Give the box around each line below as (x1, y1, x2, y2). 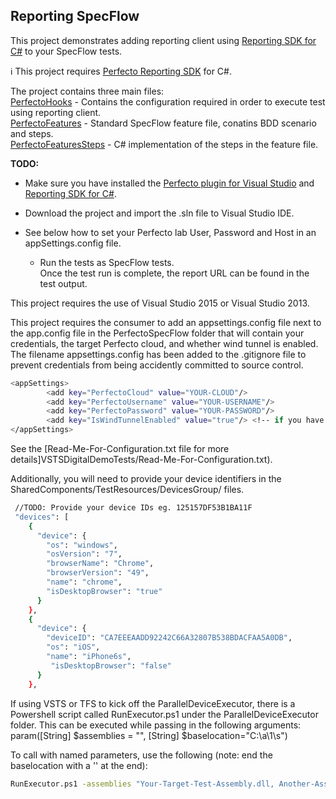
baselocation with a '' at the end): (10, 759, 148, 771)
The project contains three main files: (10, 85, 165, 97)
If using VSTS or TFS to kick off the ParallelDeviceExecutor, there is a (10, 697, 296, 709)
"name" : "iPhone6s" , (46, 652, 132, 662)
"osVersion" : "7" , (46, 549, 123, 559)
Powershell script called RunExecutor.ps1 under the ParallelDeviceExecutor (10, 708, 319, 720)
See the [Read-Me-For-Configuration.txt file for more (10, 443, 230, 455)
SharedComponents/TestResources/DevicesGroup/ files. (10, 484, 245, 496)
